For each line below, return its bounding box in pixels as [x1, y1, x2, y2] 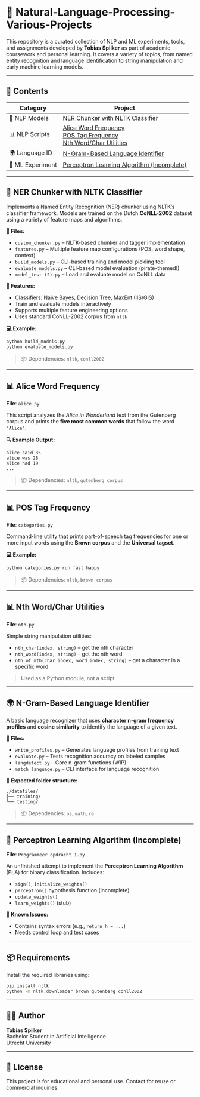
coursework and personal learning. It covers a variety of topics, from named [6, 50, 193, 57]
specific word [14, 663, 49, 670]
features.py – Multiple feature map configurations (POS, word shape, [14, 245, 185, 253]
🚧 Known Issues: [6, 911, 49, 918]
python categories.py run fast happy [6, 564, 100, 571]
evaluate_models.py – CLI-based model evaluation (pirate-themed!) [14, 264, 180, 271]
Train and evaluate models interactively [14, 300, 111, 307]
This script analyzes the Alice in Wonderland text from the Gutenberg [6, 411, 176, 419]
